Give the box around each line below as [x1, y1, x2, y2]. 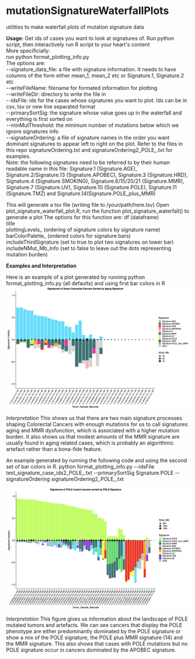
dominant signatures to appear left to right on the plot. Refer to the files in [6, 140, 183, 147]
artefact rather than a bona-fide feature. [6, 445, 103, 452]
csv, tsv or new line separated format [6, 103, 96, 110]
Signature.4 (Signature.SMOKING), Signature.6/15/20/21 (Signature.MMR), [6, 177, 184, 185]
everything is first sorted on [6, 115, 73, 122]
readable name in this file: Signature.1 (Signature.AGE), [6, 165, 137, 172]
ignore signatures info [6, 127, 59, 135]
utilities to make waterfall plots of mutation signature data [6, 23, 144, 30]
